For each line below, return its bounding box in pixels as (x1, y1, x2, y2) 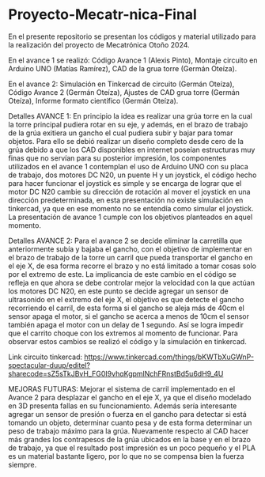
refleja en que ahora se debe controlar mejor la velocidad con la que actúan (8, 278, 256, 287)
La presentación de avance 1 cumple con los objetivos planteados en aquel (8, 212, 253, 221)
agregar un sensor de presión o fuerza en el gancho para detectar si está (8, 409, 247, 418)
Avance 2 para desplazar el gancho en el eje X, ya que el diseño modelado (8, 392, 252, 402)
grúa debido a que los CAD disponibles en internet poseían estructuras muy (8, 145, 256, 154)
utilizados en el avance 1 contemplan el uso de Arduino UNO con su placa (8, 161, 249, 171)
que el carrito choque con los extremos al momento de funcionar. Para (8, 328, 239, 338)
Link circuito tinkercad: (8, 352, 83, 362)
